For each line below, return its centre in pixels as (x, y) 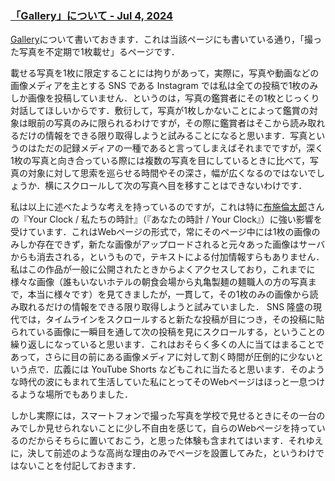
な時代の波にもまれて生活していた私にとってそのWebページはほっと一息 (159, 382)
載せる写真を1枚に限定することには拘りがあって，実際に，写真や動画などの (165, 73)
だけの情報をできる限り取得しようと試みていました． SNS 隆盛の (179, 307)
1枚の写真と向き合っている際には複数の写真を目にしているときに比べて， (160, 161)
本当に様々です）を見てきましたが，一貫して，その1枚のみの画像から (168, 294)
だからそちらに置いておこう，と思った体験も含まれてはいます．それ (167, 441)
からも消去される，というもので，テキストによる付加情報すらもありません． (167, 257)
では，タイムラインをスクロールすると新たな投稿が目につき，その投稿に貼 (171, 319)
